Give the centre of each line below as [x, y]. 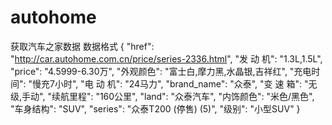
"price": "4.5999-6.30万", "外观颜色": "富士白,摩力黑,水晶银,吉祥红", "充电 [161, 71]
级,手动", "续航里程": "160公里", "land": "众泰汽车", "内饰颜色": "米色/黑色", [162, 96]
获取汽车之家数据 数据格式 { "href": [82, 46]
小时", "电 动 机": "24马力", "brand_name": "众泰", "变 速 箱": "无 [186, 83]
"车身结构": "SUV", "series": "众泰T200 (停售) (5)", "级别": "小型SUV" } [155, 108]
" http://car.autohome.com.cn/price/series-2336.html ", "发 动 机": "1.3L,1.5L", [166, 58]
